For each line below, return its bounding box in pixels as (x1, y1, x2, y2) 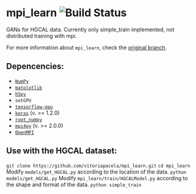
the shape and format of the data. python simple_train (6, 181, 142, 188)
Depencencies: (6, 61, 64, 71)
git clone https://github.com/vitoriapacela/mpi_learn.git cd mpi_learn (6, 163, 191, 169)
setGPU (14, 97, 32, 103)
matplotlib (14, 85, 43, 91)
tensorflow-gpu (14, 104, 53, 110)
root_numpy (14, 117, 43, 123)
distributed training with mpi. (6, 32, 77, 39)
